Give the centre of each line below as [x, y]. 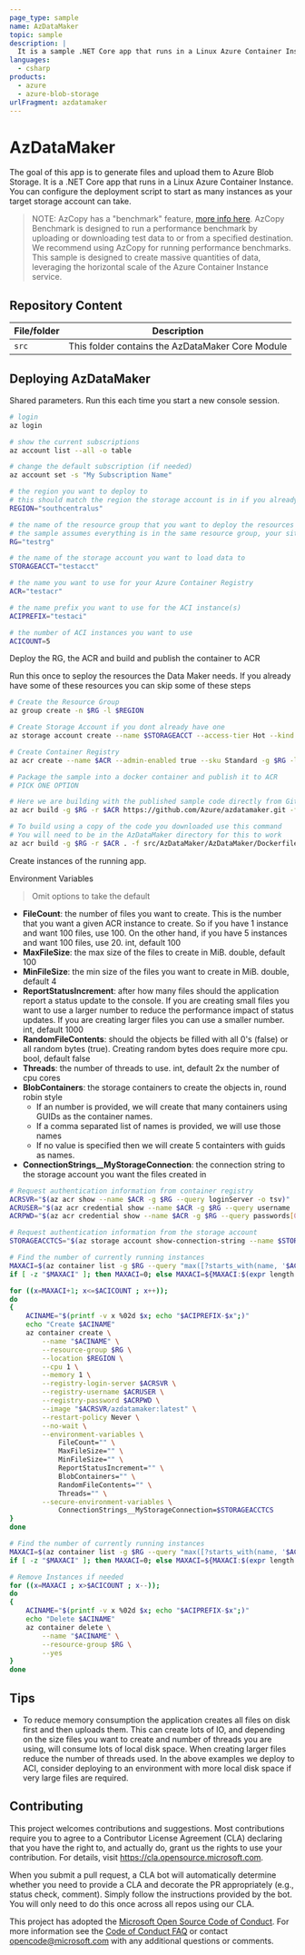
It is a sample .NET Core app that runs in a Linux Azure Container [150, 52]
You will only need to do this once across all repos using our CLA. [132, 1903]
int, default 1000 [53, 1029]
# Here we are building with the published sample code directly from [146, 802]
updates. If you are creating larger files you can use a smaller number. [153, 1019]
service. [47, 277]
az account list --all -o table [70, 451]
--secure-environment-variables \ [107, 1502]
